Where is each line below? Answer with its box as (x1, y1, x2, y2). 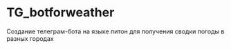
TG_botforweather (6, 5, 115, 20)
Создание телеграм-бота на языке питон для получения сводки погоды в (6, 27, 225, 35)
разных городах (6, 34, 54, 42)
